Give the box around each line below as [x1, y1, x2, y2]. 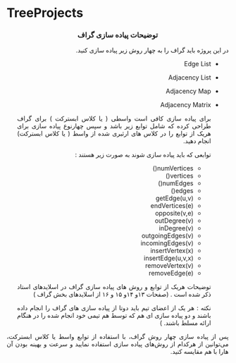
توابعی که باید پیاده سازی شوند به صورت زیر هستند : [75, 150, 211, 159]
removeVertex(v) [144, 262, 194, 270]
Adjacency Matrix [160, 101, 211, 109]
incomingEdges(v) [140, 239, 194, 247]
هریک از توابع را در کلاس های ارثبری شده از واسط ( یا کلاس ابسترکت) [16, 129, 211, 138]
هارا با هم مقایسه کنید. [170, 347, 229, 356]
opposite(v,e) [155, 209, 194, 218]
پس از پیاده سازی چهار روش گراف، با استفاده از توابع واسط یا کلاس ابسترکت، [6, 333, 229, 341]
